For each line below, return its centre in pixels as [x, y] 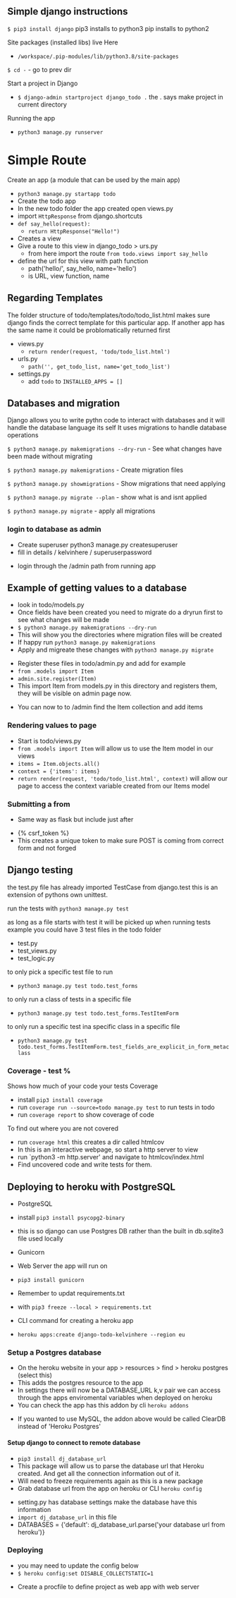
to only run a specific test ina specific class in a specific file [94, 1026]
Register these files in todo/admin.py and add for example [101, 664]
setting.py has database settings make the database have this [107, 1502]
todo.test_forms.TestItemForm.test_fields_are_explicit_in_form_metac [123, 1047]
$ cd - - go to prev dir [39, 69]
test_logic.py [36, 958]
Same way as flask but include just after [75, 819]
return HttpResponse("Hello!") [74, 231]
